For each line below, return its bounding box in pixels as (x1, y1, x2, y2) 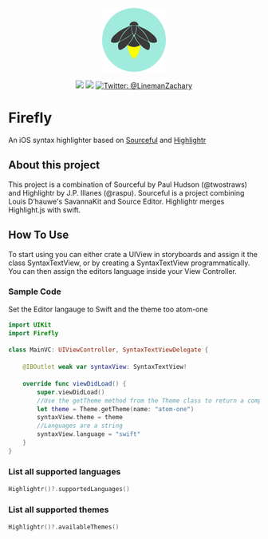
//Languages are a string (37, 422, 124, 430)
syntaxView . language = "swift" (37, 430, 141, 438)
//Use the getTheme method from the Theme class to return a (37, 396, 245, 405)
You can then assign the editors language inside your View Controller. (8, 266, 237, 275)
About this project (8, 158, 100, 172)
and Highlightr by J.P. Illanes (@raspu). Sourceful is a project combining (8, 188, 245, 197)
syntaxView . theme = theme (37, 414, 124, 422)
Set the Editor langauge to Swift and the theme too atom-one (8, 304, 209, 314)
